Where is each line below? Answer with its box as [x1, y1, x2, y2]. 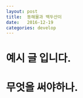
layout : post [6, 8, 38, 15]
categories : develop [6, 24, 57, 31]
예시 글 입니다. [6, 52, 71, 65]
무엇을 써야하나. [6, 80, 78, 94]
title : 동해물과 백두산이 [6, 14, 62, 20]
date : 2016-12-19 [6, 19, 54, 25]
